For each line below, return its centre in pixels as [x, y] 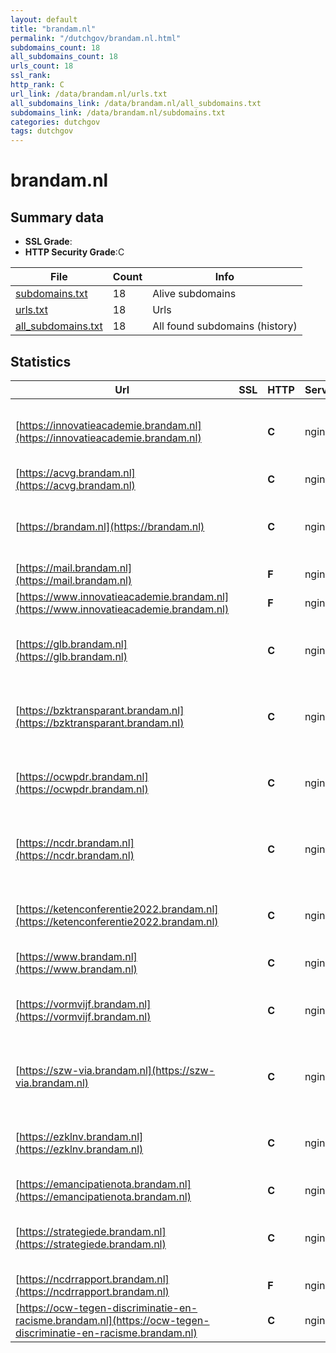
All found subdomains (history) [225, 326]
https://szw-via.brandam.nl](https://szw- [117, 1070]
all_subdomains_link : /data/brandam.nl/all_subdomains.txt [136, 103]
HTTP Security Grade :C [74, 252]
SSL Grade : [48, 242]
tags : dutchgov [42, 131]
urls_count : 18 [42, 66]
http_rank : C [37, 85]
